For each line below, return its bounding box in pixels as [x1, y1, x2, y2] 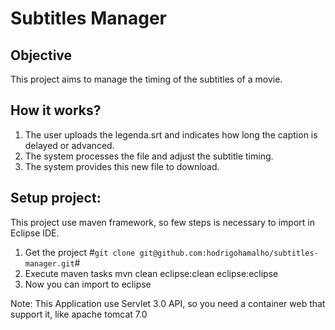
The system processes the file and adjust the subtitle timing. [24, 150, 274, 162]
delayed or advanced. [24, 139, 115, 151]
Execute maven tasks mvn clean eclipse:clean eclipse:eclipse [24, 267, 279, 279]
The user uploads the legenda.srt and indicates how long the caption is [24, 128, 318, 141]
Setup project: [10, 190, 102, 207]
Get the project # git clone [24, 246, 136, 258]
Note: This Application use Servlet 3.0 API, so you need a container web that [10, 297, 326, 309]
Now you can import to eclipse [24, 278, 152, 290]
